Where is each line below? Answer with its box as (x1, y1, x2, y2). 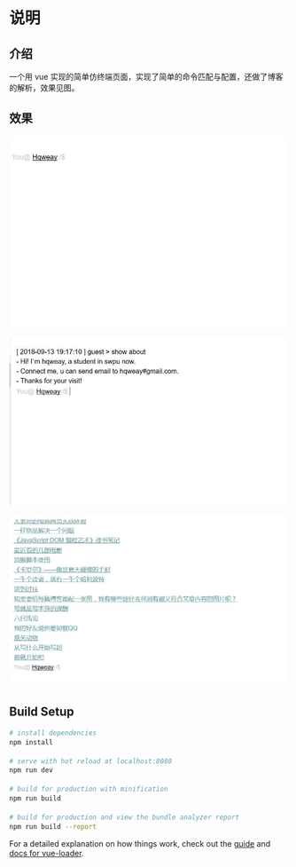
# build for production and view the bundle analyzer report (9, 813, 240, 822)
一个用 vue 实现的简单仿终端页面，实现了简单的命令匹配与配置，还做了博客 (9, 72, 284, 82)
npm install (9, 737, 53, 746)
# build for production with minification (9, 784, 168, 794)
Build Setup (9, 704, 74, 719)
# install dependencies (9, 729, 97, 737)
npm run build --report (9, 822, 97, 831)
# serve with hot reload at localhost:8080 (9, 756, 173, 766)
